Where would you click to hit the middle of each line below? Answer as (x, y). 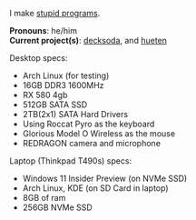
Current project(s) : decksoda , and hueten (88, 40)
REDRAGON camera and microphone (92, 143)
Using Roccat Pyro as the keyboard (88, 124)
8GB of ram (44, 198)
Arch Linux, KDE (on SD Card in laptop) (96, 188)
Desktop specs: (39, 58)
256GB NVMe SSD (57, 207)
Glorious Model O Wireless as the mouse (98, 134)
